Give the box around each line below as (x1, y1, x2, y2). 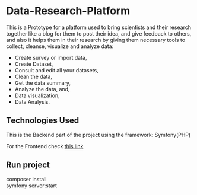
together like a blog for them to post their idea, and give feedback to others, (6, 30, 192, 37)
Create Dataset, (14, 60, 53, 68)
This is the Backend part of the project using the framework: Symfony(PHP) (6, 131, 191, 138)
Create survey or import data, (14, 54, 87, 61)
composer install (6, 175, 47, 183)
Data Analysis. (14, 98, 50, 105)
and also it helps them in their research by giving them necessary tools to (6, 36, 186, 43)
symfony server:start (6, 182, 58, 189)
